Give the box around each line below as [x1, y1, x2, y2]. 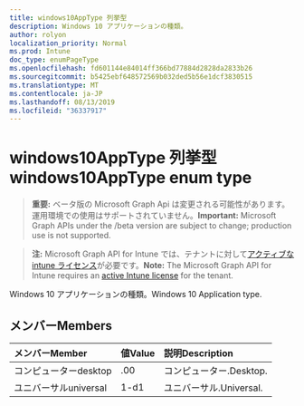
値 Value [120, 347, 156, 359]
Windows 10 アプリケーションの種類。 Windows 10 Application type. [9, 289, 262, 300]
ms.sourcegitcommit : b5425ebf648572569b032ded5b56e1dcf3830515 [9, 72, 253, 82]
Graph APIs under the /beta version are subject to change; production [31, 220, 292, 231]
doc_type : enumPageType [9, 55, 100, 64]
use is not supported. [31, 230, 111, 241]
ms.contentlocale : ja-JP [9, 89, 103, 98]
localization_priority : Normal [9, 38, 128, 48]
